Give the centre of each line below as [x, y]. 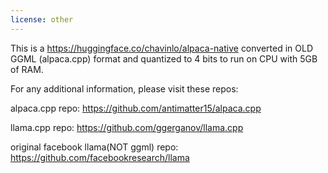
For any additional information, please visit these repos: [124, 88]
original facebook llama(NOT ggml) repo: [94, 147]
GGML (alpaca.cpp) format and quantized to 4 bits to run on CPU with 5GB [164, 58]
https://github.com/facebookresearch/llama [100, 157]
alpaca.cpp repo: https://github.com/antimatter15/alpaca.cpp [136, 108]
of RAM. [27, 69]
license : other [42, 19]
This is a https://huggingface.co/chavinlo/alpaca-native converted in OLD [162, 48]
